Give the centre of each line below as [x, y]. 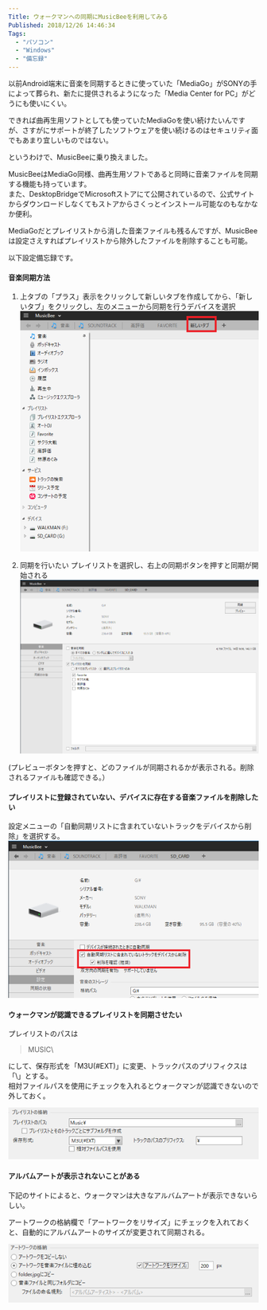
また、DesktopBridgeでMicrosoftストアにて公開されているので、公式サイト [132, 194]
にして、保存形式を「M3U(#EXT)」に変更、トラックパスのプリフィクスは [128, 1066]
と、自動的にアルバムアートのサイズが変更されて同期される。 [108, 1232]
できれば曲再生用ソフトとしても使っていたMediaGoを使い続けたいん [120, 120]
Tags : [17, 33]
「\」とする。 [31, 1076]
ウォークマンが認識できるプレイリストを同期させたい [95, 1015]
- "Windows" [35, 51]
